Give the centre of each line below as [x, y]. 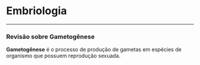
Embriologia [37, 11]
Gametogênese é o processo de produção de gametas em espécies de [94, 50]
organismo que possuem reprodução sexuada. [63, 56]
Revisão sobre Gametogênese [51, 37]
